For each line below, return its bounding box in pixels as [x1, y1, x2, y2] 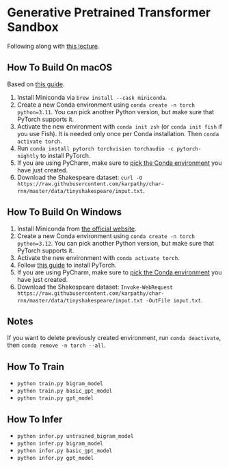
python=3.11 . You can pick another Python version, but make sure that [16, 107, 215, 116]
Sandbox [7, 19, 59, 35]
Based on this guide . [7, 80, 65, 88]
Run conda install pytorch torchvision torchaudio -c [16, 144, 174, 152]
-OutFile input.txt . [146, 296, 203, 304]
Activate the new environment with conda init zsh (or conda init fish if [16, 122, 222, 131]
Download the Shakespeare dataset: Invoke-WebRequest [16, 283, 173, 291]
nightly [16, 153, 39, 159]
